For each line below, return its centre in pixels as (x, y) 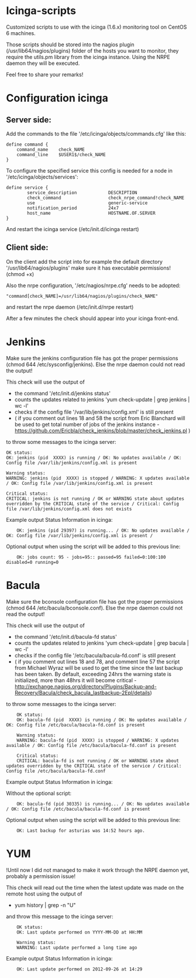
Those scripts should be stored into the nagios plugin (70, 44)
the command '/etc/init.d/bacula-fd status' (66, 636)
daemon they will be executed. (43, 63)
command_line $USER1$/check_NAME (61, 154)
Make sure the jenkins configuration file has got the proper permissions (92, 358)
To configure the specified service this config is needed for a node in (89, 170)
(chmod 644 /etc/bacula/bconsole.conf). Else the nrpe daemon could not (94, 608)
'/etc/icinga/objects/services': (42, 177)
